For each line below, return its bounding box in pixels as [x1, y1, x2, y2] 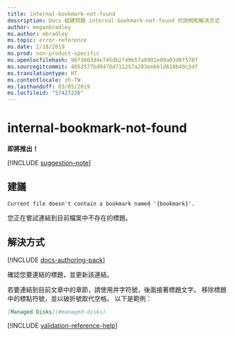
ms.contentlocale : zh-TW [7, 76, 81, 84]
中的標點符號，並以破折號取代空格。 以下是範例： [7, 294, 152, 302]
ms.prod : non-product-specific [7, 50, 100, 57]
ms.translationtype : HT [7, 70, 78, 77]
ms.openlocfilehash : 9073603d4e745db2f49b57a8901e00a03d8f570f [7, 57, 199, 64]
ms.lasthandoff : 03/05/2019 [7, 83, 91, 90]
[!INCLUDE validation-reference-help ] [7, 321, 118, 330]
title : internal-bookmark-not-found [7, 10, 116, 18]
